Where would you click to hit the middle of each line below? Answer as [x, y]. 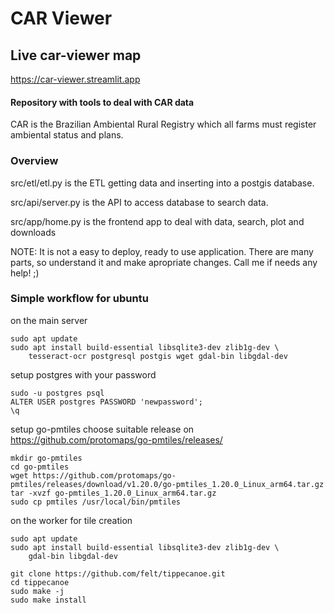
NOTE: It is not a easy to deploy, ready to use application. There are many [162, 251]
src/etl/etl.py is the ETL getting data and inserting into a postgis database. [162, 183]
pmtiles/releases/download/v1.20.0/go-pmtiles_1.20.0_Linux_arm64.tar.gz [167, 484]
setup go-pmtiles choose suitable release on [102, 429]
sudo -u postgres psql [57, 393]
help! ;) [25, 273]
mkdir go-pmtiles [46, 458]
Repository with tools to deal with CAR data [102, 102]
